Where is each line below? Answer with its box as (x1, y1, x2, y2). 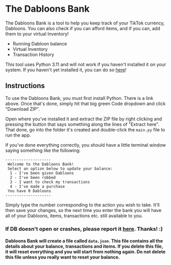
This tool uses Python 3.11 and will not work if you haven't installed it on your (5, 61, 166, 67)
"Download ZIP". (5, 105, 40, 112)
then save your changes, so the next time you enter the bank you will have (5, 207, 162, 213)
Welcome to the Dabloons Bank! (7, 162, 74, 167)
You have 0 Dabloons (7, 188, 52, 194)
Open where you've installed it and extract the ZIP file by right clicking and (5, 116, 162, 122)
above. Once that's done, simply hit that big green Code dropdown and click (5, 100, 166, 107)
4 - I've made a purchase (10, 184, 65, 189)
